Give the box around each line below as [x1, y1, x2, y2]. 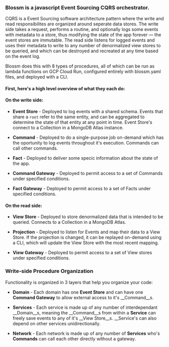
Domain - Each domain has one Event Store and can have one [12, 289, 143, 295]
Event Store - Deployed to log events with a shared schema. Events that [12, 109, 163, 115]
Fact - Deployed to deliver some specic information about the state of [12, 155, 158, 161]
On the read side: [5, 202, 42, 209]
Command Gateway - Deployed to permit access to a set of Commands [12, 170, 163, 177]
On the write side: [5, 97, 44, 103]
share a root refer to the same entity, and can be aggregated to [12, 114, 145, 120]
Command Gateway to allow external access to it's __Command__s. [12, 294, 154, 300]
